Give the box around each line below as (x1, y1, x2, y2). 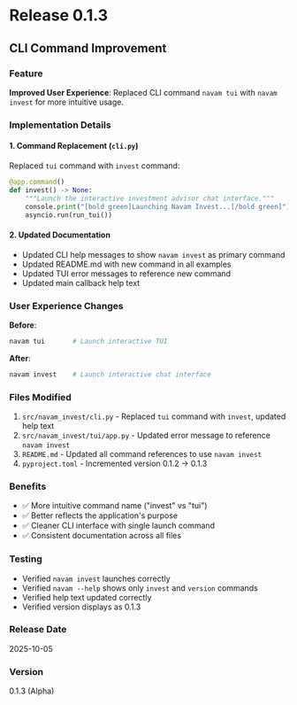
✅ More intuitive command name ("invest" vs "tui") (21, 500, 208, 511)
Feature (9, 67, 43, 80)
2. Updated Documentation (9, 229, 110, 240)
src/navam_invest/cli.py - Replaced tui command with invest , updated (21, 411, 286, 422)
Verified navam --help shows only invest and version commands (21, 582, 258, 593)
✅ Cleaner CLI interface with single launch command (21, 520, 215, 531)
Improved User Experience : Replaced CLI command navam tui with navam (9, 87, 278, 97)
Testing (9, 553, 42, 565)
